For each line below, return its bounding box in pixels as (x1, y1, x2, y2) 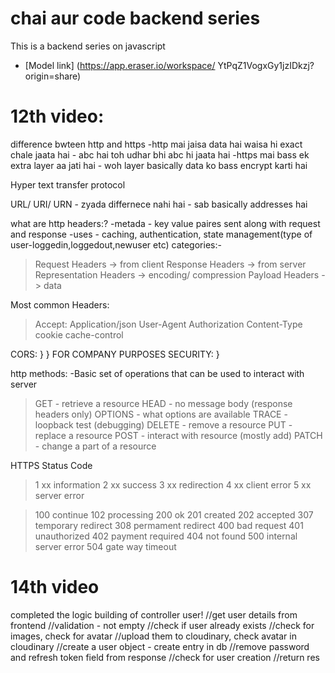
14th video (10, 576, 100, 599)
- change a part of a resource (34, 440, 157, 452)
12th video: (10, 105, 105, 128)
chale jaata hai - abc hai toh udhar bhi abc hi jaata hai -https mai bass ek (10, 148, 310, 161)
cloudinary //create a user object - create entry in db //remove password (10, 640, 310, 652)
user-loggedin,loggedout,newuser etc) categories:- (10, 238, 222, 251)
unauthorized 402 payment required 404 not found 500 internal (34, 530, 298, 542)
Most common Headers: (10, 298, 110, 311)
